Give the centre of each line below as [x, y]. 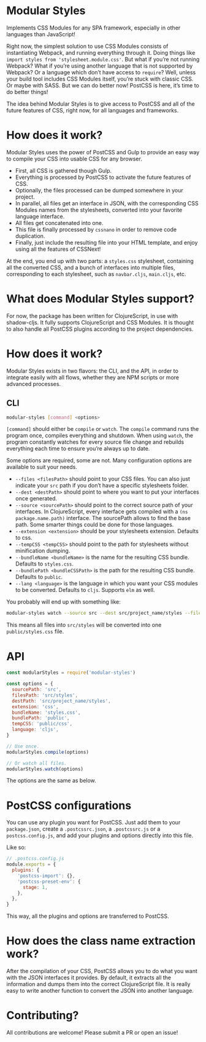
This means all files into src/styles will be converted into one [84, 625]
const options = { [30, 684]
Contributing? [43, 1016]
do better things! [27, 92]
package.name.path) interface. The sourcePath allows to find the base [103, 518]
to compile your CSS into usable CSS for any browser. [74, 159]
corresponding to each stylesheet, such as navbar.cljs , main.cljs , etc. [96, 274]
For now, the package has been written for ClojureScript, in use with [92, 316]
